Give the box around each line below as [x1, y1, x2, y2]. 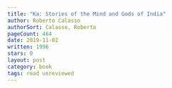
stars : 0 [7, 50, 33, 57]
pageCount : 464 [7, 30, 52, 38]
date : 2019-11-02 [7, 37, 59, 44]
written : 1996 [7, 43, 50, 50]
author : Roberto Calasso [7, 17, 81, 24]
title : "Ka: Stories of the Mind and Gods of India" [7, 10, 166, 18]
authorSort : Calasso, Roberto [7, 23, 97, 31]
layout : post [7, 57, 46, 64]
